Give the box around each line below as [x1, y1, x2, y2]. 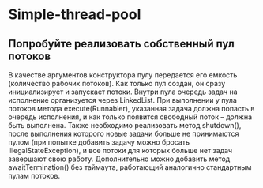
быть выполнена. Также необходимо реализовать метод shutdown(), [8, 121, 242, 130]
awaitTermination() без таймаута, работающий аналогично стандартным [8, 163, 252, 171]
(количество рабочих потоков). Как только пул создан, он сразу [8, 79, 226, 88]
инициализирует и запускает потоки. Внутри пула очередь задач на [8, 87, 239, 96]
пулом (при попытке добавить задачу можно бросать [8, 137, 190, 147]
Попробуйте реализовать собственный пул [8, 37, 235, 51]
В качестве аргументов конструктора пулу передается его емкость [8, 70, 238, 80]
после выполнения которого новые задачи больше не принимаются [8, 129, 239, 138]
